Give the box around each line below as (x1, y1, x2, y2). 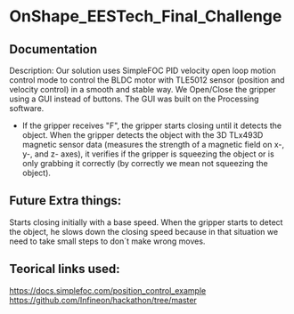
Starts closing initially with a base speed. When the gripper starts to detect (9, 216, 283, 228)
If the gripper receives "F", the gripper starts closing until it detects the (21, 120, 282, 131)
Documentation (9, 42, 98, 57)
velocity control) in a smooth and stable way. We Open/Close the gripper (9, 85, 276, 94)
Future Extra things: (9, 193, 122, 208)
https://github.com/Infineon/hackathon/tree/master (9, 294, 198, 305)
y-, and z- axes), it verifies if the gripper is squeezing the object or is (21, 149, 274, 159)
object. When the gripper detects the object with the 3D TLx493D (21, 130, 264, 140)
